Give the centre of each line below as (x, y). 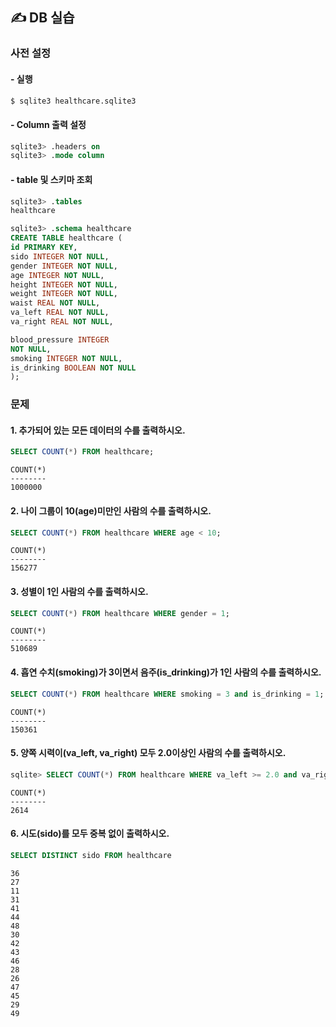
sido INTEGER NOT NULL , (60, 256)
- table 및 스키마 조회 (51, 179)
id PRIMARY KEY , (44, 248)
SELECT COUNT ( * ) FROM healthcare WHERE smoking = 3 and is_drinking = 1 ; (167, 694)
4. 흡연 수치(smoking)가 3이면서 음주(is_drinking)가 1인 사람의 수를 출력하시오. (166, 672)
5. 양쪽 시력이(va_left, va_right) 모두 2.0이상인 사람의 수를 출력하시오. (148, 753)
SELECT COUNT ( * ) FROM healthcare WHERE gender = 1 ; (120, 613)
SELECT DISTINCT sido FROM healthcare (91, 855)
